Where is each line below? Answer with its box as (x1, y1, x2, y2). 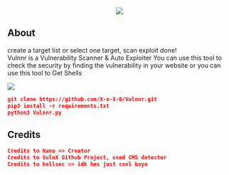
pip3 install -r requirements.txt (7, 102, 110, 110)
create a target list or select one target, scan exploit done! (7, 46, 177, 54)
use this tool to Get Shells (7, 68, 82, 77)
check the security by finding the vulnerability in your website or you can (7, 60, 221, 70)
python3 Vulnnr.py (7, 109, 62, 116)
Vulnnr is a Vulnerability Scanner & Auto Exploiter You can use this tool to (7, 53, 223, 62)
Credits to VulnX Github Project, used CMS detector (7, 154, 167, 161)
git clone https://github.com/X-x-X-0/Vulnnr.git (7, 95, 158, 102)
